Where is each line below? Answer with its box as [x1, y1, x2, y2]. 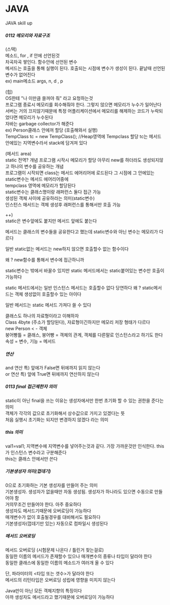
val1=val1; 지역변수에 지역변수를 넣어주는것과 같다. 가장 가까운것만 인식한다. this [5, 443, 164, 449]
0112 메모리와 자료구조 [5, 32, 50, 38]
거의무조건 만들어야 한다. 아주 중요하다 [5, 501, 81, 507]
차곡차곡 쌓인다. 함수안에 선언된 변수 [5, 59, 77, 65]
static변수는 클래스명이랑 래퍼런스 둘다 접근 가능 [5, 189, 101, 195]
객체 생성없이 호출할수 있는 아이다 [14, 291, 81, 297]
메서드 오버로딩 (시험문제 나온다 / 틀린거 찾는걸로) [5, 546, 104, 553]
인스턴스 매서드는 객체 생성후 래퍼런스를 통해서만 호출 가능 [5, 201, 121, 207]
